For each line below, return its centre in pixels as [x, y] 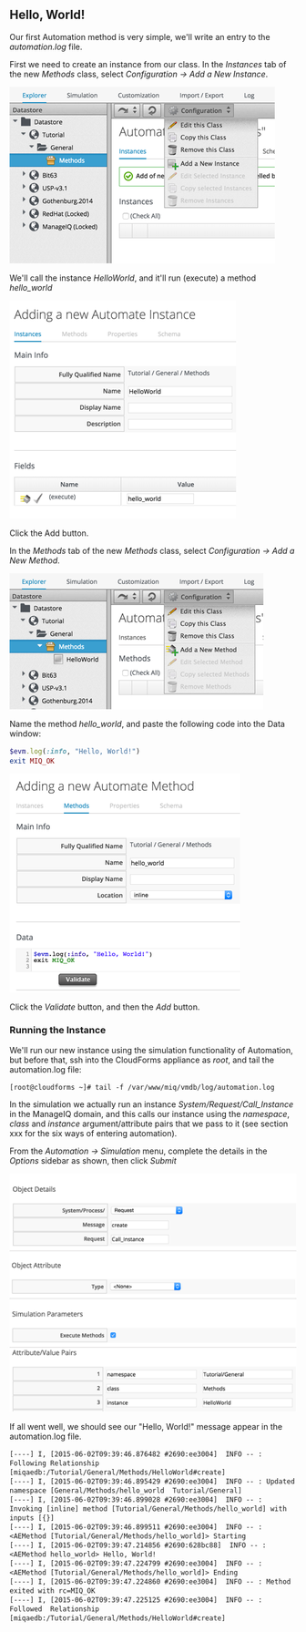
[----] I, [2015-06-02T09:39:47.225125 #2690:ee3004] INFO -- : [136, 1600]
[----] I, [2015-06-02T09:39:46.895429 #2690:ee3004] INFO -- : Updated [153, 1482]
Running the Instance [58, 1031]
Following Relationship [55, 1463]
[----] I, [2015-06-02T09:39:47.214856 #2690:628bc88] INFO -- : [138, 1545]
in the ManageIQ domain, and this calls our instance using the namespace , [149, 1114]
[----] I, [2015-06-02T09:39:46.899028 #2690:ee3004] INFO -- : [136, 1500]
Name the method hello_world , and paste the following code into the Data [147, 724]
